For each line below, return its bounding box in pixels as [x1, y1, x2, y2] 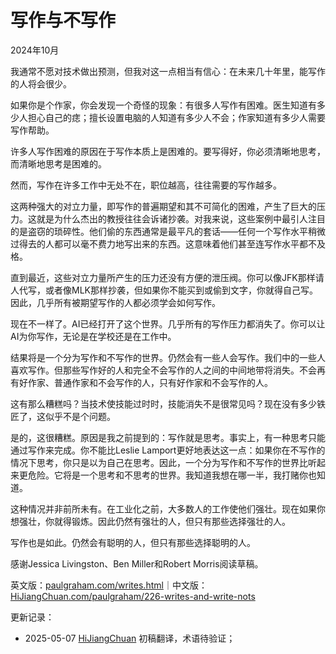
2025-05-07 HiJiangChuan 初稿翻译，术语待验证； [24, 632, 236, 644]
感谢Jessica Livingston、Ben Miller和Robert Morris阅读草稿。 [10, 557, 264, 570]
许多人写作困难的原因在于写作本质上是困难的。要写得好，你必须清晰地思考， [10, 145, 326, 157]
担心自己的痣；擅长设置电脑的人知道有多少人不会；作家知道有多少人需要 [27, 111, 326, 123]
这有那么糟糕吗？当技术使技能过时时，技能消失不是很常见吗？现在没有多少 [10, 397, 317, 410]
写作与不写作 [10, 9, 117, 32]
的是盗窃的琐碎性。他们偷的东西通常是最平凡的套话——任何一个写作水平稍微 [10, 225, 326, 237]
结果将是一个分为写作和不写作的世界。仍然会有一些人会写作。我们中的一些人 [10, 351, 326, 363]
